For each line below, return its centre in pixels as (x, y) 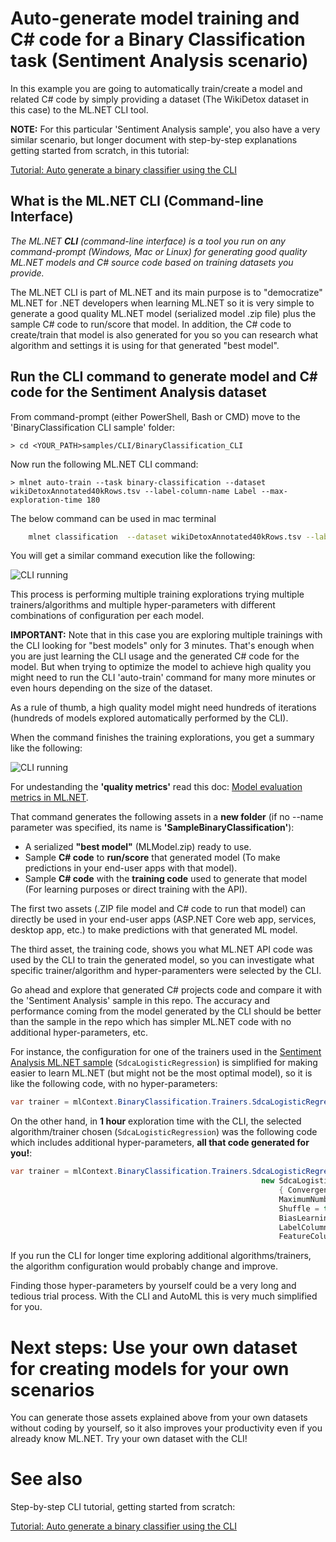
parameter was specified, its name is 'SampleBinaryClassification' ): (152, 828)
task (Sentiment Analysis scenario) (159, 61)
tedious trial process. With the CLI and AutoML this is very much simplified (164, 1296)
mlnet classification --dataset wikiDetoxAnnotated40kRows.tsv (165, 537)
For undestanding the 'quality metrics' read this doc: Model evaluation (156, 787)
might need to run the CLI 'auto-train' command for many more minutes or (163, 678)
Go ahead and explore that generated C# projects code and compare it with (166, 990)
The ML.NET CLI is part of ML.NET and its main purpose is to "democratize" (166, 292)
